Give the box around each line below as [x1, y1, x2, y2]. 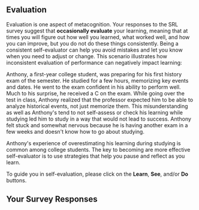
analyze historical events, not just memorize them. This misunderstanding [6, 102, 188, 110]
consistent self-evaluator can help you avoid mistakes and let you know [6, 46, 183, 53]
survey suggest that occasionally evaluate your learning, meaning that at [6, 27, 188, 34]
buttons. [6, 176, 27, 184]
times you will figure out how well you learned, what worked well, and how [6, 33, 190, 41]
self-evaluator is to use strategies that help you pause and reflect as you [6, 152, 185, 160]
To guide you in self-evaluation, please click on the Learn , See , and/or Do [6, 170, 189, 178]
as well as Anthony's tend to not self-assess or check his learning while [6, 109, 183, 116]
